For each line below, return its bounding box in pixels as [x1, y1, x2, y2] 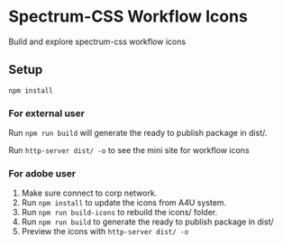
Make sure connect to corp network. [21, 187, 158, 199]
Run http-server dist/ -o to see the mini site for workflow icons [8, 145, 250, 156]
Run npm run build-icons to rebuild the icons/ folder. [21, 207, 218, 218]
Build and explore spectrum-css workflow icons [8, 36, 187, 47]
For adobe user [8, 167, 77, 179]
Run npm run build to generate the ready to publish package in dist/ [21, 216, 274, 227]
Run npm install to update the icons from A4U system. [21, 197, 227, 208]
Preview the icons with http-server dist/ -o [21, 226, 189, 237]
